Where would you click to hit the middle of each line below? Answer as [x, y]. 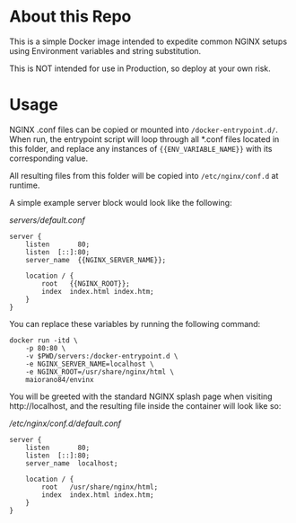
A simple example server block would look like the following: [121, 202]
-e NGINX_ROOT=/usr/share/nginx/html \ [100, 372]
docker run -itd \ [44, 340]
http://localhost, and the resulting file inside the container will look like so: [145, 405]
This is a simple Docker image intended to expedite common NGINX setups [148, 41]
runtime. [25, 185]
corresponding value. [48, 158]
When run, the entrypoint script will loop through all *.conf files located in [144, 139]
